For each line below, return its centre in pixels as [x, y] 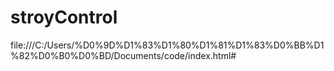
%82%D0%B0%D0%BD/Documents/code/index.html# [123, 55]
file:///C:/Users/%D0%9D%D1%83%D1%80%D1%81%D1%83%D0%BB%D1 [167, 45]
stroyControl [64, 17]
